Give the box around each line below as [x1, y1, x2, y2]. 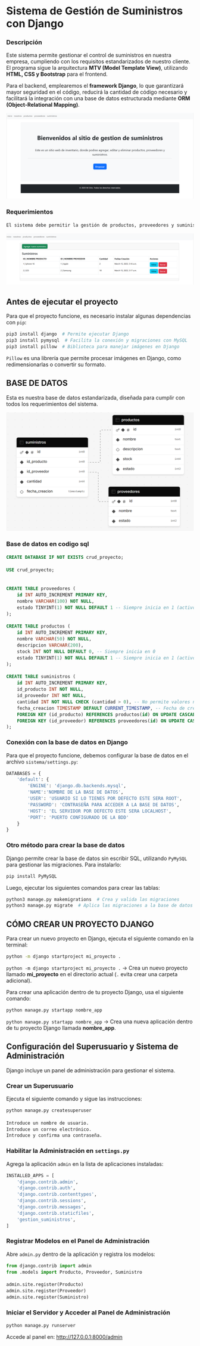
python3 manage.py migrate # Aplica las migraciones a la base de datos [6, 902, 193, 909]
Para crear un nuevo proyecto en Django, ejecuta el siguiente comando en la [6, 935, 194, 942]
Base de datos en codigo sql [6, 540, 89, 548]
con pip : [6, 319, 27, 326]
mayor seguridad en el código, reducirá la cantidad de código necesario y [6, 88, 187, 96]
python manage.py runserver [6, 1323, 76, 1329]
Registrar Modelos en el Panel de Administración [6, 1237, 150, 1245]
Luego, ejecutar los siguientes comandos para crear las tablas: [6, 884, 160, 891]
